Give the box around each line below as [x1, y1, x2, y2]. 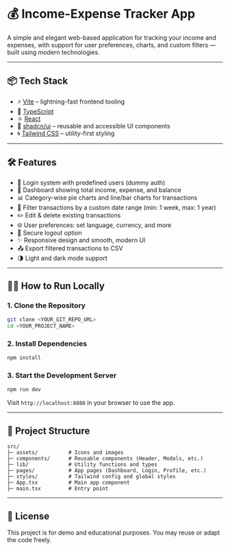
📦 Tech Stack [7, 75, 68, 87]
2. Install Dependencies [7, 338, 88, 348]
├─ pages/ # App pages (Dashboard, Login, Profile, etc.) [7, 467, 207, 474]
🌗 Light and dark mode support [16, 254, 107, 262]
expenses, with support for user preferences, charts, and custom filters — [7, 40, 216, 49]
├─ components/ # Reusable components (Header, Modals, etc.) [7, 455, 204, 462]
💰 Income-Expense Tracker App [7, 6, 196, 22]
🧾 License [7, 510, 50, 522]
